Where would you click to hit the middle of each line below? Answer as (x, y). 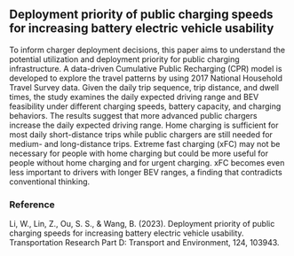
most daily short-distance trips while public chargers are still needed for (141, 134)
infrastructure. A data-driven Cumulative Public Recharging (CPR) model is (146, 68)
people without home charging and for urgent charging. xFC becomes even (147, 162)
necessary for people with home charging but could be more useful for (139, 153)
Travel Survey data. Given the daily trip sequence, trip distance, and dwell (144, 87)
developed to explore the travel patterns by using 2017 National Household (146, 78)
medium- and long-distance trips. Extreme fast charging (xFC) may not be (145, 144)
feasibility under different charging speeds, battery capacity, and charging (145, 106)
